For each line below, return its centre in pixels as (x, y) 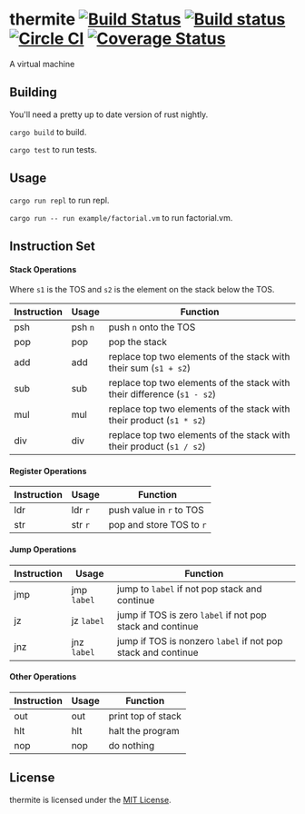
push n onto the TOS (152, 327)
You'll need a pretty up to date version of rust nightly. (109, 114)
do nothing (132, 745)
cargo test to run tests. (53, 149)
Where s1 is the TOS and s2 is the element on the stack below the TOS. (142, 290)
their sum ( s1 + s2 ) (149, 368)
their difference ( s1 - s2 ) (162, 394)
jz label (88, 620)
